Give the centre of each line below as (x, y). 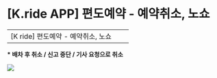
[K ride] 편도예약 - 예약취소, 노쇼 (61, 36)
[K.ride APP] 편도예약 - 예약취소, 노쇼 (108, 14)
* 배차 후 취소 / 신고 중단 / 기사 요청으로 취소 (65, 54)
